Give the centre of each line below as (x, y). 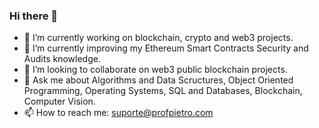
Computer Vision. (59, 101)
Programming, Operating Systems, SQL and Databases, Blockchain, (163, 91)
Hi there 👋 (34, 16)
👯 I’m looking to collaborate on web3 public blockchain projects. (155, 70)
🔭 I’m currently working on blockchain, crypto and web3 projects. (158, 38)
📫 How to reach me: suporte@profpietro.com (118, 113)
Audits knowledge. (62, 59)
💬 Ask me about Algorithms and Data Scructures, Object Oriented (158, 80)
